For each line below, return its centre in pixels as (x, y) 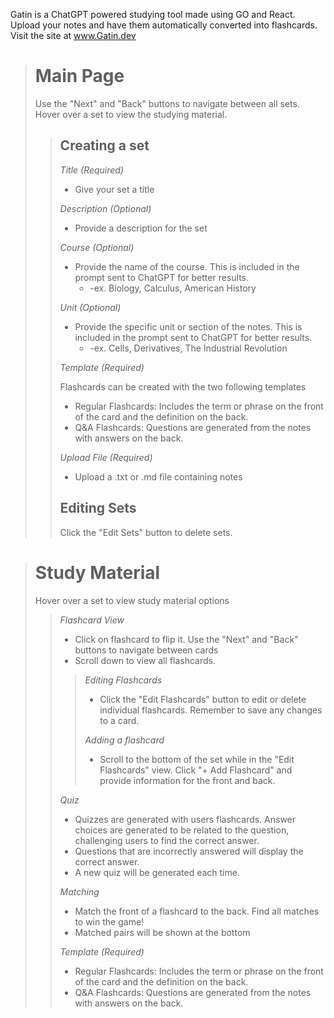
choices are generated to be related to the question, (182, 830)
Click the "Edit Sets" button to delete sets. (146, 532)
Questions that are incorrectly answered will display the (189, 851)
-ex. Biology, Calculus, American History (173, 288)
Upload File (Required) (106, 457)
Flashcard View (92, 620)
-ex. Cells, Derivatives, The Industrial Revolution (188, 348)
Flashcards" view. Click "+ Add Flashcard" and (196, 770)
